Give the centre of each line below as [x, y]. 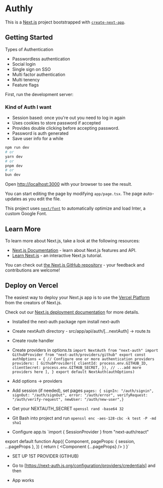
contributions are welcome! [32, 270]
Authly [19, 9]
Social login [24, 64]
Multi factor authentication [39, 74]
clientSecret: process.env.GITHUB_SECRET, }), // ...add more [77, 367]
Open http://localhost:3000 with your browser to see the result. [69, 184]
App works [23, 480]
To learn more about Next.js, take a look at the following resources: [72, 241]
